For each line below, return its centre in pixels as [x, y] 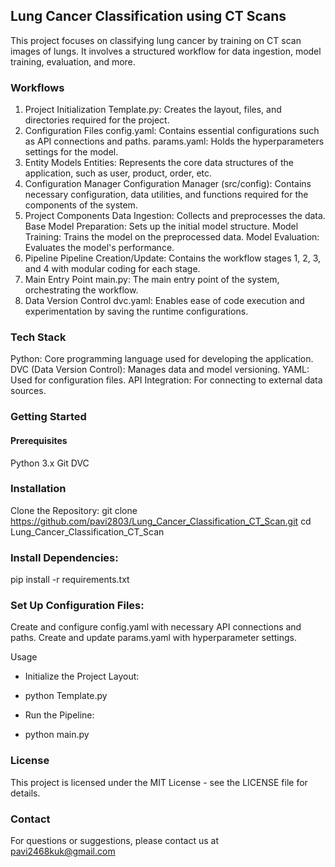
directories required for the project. [97, 120]
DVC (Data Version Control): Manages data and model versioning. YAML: [160, 370]
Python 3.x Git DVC [50, 463]
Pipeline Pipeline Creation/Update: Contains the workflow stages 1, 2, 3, [173, 258]
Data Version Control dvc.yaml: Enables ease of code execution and [164, 301]
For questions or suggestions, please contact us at [115, 841]
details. [25, 793]
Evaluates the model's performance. [99, 248]
